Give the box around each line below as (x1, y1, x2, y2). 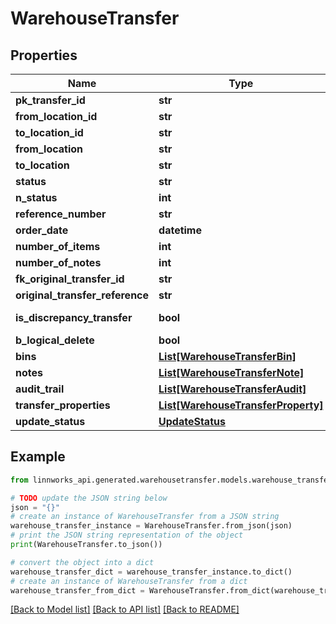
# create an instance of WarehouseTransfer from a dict (10, 576, 248, 586)
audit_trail (15, 382, 65, 396)
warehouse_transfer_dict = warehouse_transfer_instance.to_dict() (10, 567, 293, 577)
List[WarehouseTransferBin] (158, 350, 297, 363)
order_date (15, 223, 69, 237)
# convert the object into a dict (10, 557, 155, 567)
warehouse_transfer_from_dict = (10, 585, 145, 596)
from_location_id (15, 110, 98, 123)
